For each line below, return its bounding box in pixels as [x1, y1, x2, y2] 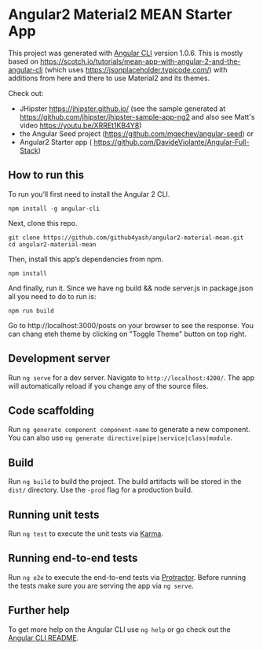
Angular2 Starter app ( [19, 137, 93, 146]
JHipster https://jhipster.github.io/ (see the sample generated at [19, 104, 226, 113]
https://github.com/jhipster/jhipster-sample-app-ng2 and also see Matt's [19, 112, 255, 121]
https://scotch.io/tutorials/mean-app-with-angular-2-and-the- [40, 57, 241, 66]
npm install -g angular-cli [8, 205, 100, 212]
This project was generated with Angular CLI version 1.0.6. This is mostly [8, 48, 243, 57]
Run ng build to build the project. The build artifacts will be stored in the [8, 477, 242, 486]
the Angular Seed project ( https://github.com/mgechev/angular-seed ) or [19, 128, 254, 138]
